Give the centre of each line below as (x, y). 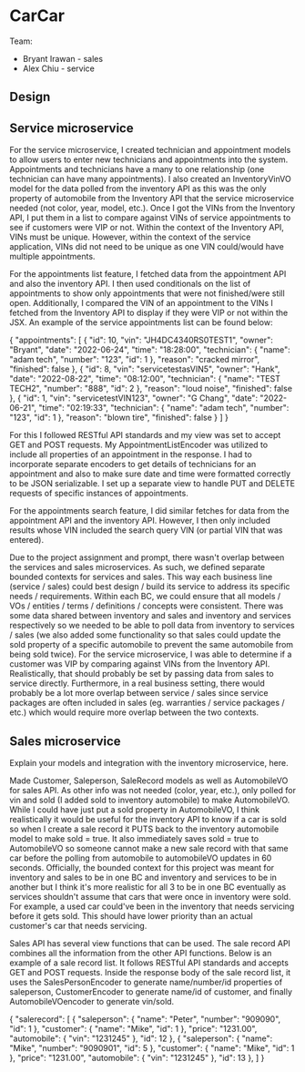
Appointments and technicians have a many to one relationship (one (137, 169)
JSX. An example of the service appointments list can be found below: (141, 322)
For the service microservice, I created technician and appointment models (150, 150)
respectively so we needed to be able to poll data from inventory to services (152, 626)
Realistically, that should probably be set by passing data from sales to (142, 674)
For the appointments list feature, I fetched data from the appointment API (148, 274)
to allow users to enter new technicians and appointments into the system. (149, 159)
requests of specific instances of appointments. (99, 494)
